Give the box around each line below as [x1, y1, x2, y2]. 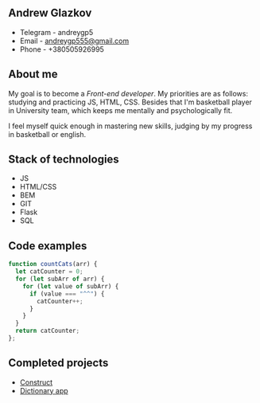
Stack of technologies [8, 153, 119, 166]
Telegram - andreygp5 [19, 27, 94, 37]
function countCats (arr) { [8, 260, 98, 268]
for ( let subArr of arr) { [15, 275, 105, 283]
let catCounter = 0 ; [15, 268, 83, 276]
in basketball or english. [8, 129, 87, 139]
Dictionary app [19, 385, 69, 395]
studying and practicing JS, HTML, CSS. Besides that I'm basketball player [8, 97, 253, 107]
